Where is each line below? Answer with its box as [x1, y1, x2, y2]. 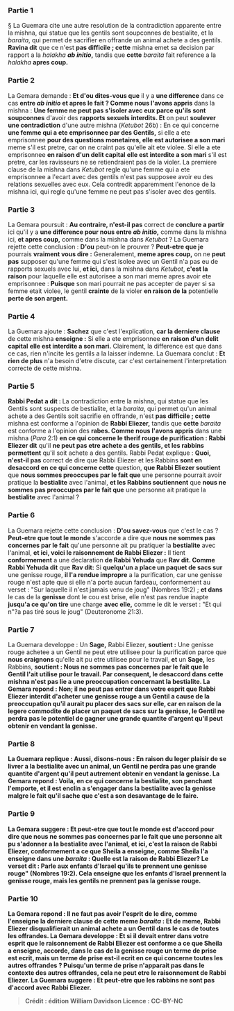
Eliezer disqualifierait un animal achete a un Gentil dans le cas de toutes [8, 924, 219, 933]
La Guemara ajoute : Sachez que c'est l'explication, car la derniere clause [8, 327, 221, 335]
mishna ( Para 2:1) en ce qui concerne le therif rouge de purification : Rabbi [8, 434, 226, 442]
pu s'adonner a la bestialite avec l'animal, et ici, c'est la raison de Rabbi [8, 839, 217, 848]
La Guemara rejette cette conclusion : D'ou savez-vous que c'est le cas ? [8, 526, 219, 535]
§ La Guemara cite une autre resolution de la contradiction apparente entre [8, 22, 222, 30]
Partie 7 [8, 624, 35, 634]
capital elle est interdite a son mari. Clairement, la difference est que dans [8, 342, 222, 351]
